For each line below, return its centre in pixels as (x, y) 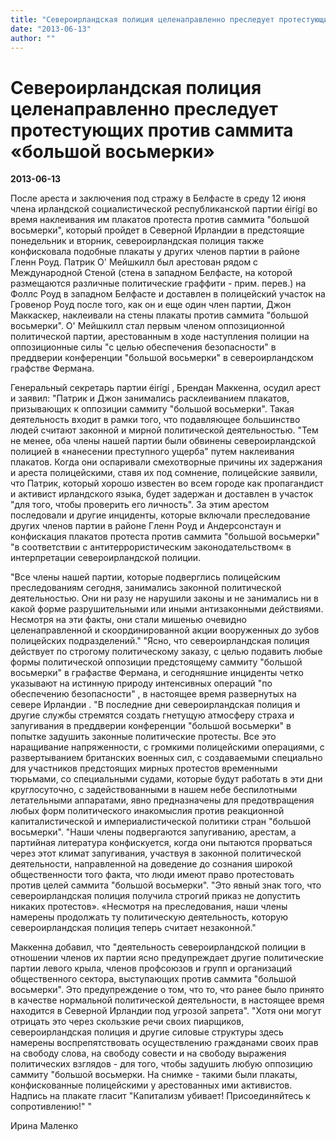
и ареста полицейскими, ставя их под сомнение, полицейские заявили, (164, 473)
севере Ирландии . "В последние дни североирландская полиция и (155, 705)
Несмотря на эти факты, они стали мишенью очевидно (128, 620)
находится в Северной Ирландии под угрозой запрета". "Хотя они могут (166, 1011)
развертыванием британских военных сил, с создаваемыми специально (166, 758)
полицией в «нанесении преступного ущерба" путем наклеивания (152, 452)
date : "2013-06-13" (51, 29)
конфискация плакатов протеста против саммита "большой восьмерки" (165, 537)
